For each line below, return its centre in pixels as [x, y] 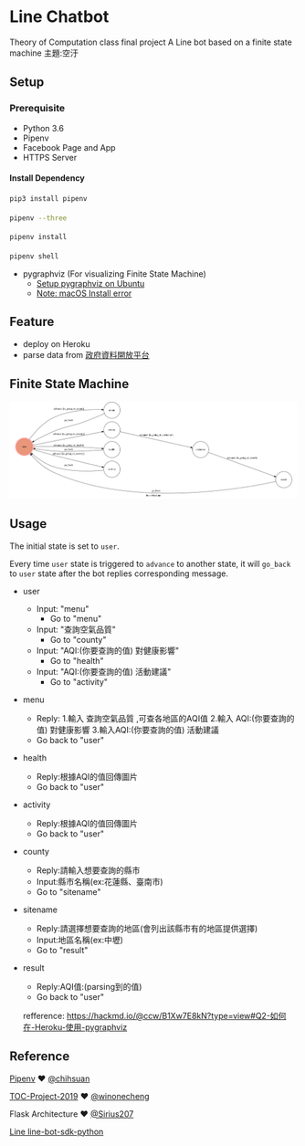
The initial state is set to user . [65, 546]
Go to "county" [78, 639]
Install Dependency [47, 178]
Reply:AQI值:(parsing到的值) [89, 986]
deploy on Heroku [56, 343]
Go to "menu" [76, 618]
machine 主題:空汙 [44, 53]
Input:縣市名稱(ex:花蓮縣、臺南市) [100, 881]
